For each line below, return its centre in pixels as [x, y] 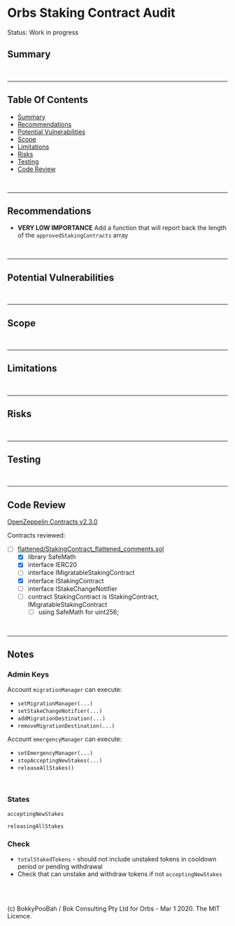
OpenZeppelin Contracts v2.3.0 [52, 522]
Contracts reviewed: [36, 536]
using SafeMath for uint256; [78, 612]
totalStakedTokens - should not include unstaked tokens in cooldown [117, 859]
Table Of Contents [48, 100]
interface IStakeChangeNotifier [72, 588]
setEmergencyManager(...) [55, 754]
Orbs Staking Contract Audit [91, 13]
